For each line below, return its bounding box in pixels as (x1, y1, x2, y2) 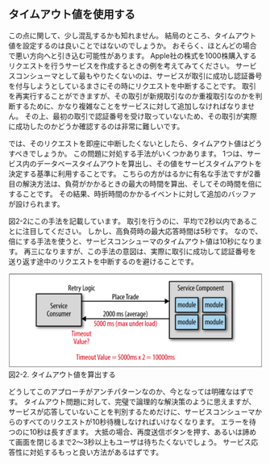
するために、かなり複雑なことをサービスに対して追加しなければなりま (15, 101, 248, 111)
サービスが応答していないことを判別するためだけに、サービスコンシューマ (8, 407, 255, 416)
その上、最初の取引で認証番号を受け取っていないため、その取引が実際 (23, 111, 258, 121)
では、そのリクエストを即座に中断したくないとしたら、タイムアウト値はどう (8, 138, 263, 148)
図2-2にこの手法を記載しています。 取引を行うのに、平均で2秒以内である (8, 216, 251, 226)
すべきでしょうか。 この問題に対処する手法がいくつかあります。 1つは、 (8, 148, 247, 158)
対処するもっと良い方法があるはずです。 (29, 447, 164, 457)
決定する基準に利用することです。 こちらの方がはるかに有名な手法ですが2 (8, 169, 254, 178)
